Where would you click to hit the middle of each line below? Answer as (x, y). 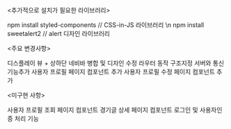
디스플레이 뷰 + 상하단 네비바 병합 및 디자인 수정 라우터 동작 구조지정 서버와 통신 (116, 63)
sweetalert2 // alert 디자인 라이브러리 (58, 34)
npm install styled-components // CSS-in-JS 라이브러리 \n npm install (106, 25)
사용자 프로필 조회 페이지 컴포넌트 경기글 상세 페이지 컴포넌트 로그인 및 (103, 110)
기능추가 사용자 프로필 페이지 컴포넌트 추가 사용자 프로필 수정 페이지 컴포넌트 (111, 72)
